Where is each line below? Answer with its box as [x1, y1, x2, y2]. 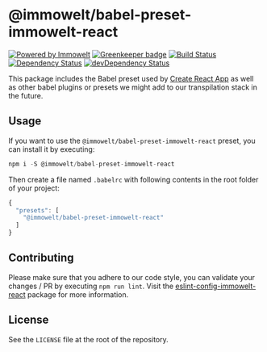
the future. [8, 90, 44, 100]
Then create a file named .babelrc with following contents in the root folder [8, 174, 259, 184]
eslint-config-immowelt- [175, 281, 257, 291]
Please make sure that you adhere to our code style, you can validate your [8, 272, 256, 282]
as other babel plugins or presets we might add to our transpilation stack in [8, 82, 258, 92]
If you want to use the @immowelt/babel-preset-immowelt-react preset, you [8, 136, 256, 145]
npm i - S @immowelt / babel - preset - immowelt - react [8, 160, 175, 168]
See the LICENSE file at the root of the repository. [8, 334, 169, 344]
